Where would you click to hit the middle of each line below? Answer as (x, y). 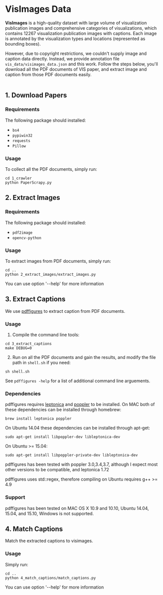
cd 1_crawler (19, 178)
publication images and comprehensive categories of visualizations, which (81, 28)
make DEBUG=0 (19, 348)
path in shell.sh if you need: (41, 363)
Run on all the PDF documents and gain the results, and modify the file (84, 357)
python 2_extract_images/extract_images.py (51, 274)
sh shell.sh (17, 372)
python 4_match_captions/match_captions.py (51, 578)
